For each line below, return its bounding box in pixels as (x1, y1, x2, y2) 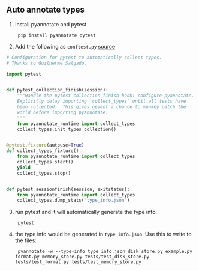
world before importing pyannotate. (17, 109, 109, 115)
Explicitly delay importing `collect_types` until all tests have (17, 99, 186, 105)
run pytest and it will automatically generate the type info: (14, 209, 158, 216)
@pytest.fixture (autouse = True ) (6, 142, 85, 148)
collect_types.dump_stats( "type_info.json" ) (17, 198, 130, 204)
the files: (14, 237, 37, 244)
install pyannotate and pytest (14, 20, 87, 28)
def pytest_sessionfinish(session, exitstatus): (6, 186, 130, 192)
